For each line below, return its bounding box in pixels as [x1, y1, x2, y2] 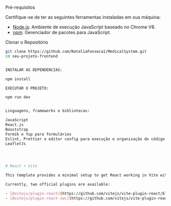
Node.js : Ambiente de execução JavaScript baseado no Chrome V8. [12, 24, 156, 30]
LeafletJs [5, 141, 26, 146]
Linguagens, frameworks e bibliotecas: [5, 109, 90, 114]
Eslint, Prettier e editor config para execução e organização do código [5, 136, 165, 142]
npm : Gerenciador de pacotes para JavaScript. [12, 29, 111, 35]
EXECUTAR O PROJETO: [5, 86, 49, 91]
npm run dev [5, 95, 31, 100]
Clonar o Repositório [5, 39, 48, 45]
